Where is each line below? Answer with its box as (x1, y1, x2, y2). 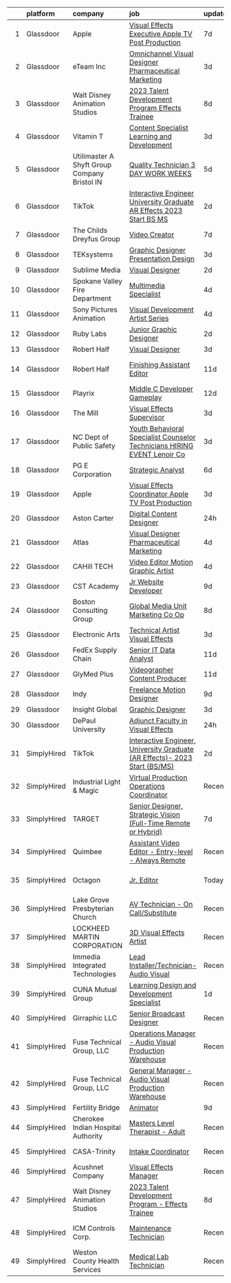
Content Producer (129, 674, 187, 683)
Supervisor (129, 413, 165, 422)
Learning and (129, 132, 172, 141)
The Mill (72, 408, 98, 418)
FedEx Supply (72, 645, 118, 654)
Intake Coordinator (129, 1147, 190, 1156)
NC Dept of (72, 432, 109, 442)
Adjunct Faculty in (129, 716, 188, 725)
